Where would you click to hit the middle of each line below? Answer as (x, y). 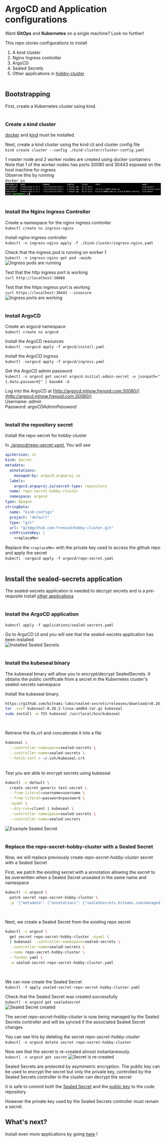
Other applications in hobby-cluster (48, 73)
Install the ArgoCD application (42, 614)
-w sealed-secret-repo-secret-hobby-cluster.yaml (62, 963)
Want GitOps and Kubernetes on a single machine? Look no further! (75, 33)
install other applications (49, 596)
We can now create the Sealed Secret (44, 981)
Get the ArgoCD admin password (39, 371)
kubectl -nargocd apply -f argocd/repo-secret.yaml (59, 559)
